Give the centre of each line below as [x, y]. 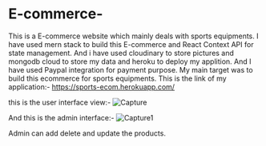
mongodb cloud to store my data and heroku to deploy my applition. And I [130, 61]
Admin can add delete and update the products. [87, 133]
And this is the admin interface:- [61, 117]
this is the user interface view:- [60, 102]
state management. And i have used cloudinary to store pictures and [121, 53]
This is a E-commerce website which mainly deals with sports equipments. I [133, 36]
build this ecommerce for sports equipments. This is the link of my [117, 78]
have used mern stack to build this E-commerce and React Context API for [131, 44]
